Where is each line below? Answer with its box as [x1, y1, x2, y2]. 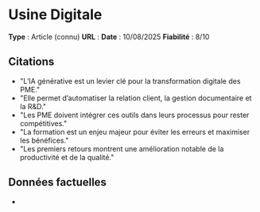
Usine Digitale [8, 6, 103, 24]
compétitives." [19, 118, 68, 128]
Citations [8, 55, 55, 69]
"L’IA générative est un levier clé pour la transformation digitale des [19, 76, 241, 85]
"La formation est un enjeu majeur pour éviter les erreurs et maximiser [19, 127, 250, 136]
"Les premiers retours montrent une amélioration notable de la [19, 143, 224, 153]
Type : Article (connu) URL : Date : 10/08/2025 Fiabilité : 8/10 [8, 32, 210, 41]
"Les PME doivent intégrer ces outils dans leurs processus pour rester [19, 110, 250, 120]
